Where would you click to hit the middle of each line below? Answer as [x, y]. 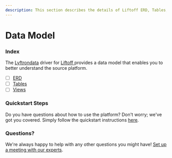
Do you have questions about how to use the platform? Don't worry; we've [84, 114]
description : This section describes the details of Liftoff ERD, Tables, [87, 10]
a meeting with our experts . [34, 150]
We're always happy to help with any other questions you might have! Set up [86, 144]
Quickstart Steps [27, 103]
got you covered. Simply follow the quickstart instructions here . [72, 120]
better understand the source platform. [46, 68]
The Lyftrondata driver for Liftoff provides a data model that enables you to [84, 63]
